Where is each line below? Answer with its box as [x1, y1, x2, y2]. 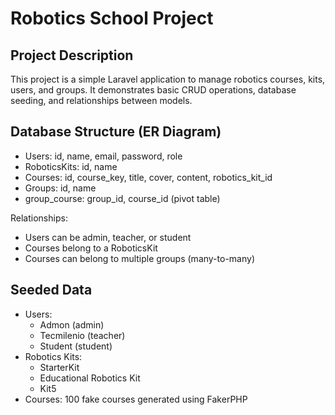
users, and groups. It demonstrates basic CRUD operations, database [10, 84, 297, 96]
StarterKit [39, 361, 80, 373]
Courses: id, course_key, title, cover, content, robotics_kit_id [24, 171, 273, 183]
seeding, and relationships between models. [10, 95, 193, 106]
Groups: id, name [24, 182, 97, 194]
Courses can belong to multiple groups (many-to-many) [24, 252, 256, 264]
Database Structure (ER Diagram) [10, 123, 222, 141]
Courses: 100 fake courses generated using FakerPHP [24, 393, 248, 405]
